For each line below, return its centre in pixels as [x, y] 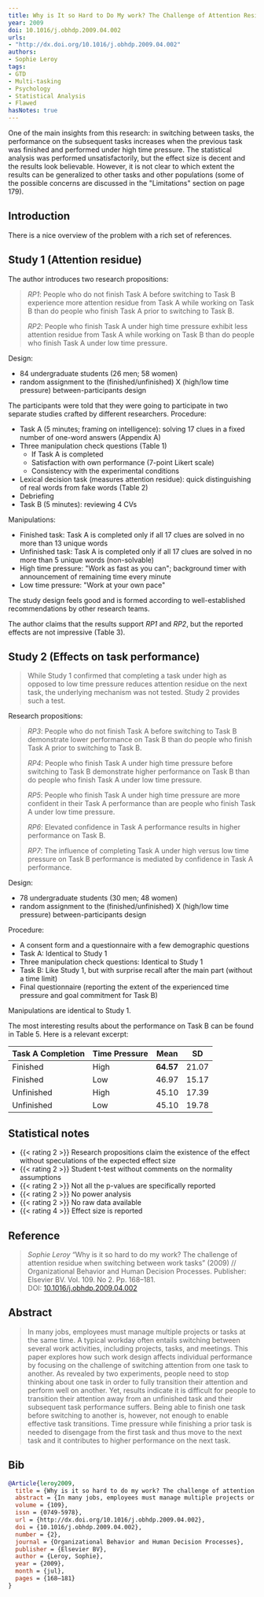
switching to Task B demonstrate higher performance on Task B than [138, 771]
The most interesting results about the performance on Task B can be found [131, 1026]
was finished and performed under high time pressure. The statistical [120, 150]
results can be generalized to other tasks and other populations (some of [126, 175]
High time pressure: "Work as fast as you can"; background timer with [133, 568]
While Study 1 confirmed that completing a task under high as [127, 676]
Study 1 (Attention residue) [75, 260]
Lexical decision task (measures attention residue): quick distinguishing [135, 479]
